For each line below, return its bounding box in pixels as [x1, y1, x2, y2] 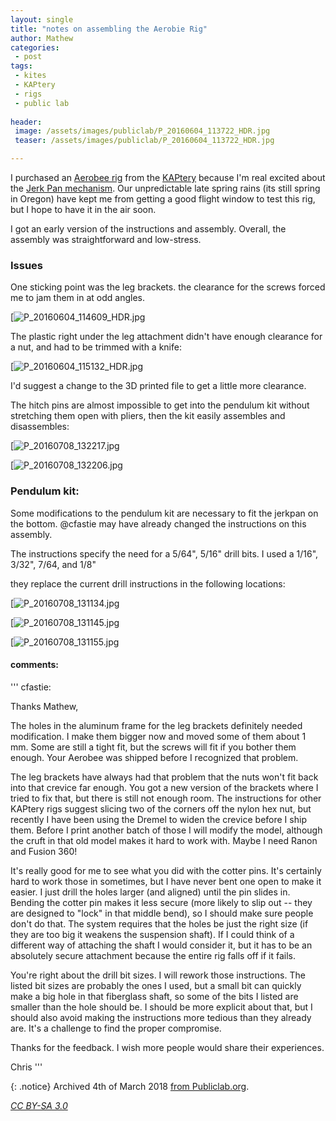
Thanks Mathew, [10, 700, 79, 712]
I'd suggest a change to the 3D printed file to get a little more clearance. [10, 380, 307, 392]
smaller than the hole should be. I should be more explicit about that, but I [10, 1001, 313, 1013]
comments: [10, 659, 59, 671]
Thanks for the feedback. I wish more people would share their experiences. [10, 1041, 325, 1053]
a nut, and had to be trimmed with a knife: [10, 341, 182, 353]
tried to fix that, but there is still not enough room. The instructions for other [10, 792, 322, 804]
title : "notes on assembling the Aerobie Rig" [10, 24, 208, 34]
